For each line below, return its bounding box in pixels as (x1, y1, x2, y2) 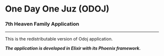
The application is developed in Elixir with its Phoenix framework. (5, 45, 141, 51)
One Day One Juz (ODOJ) (5, 3, 110, 14)
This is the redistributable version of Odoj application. (5, 36, 113, 42)
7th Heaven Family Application (5, 21, 80, 28)
